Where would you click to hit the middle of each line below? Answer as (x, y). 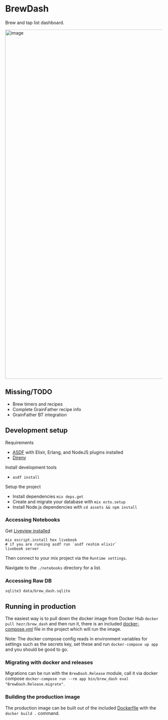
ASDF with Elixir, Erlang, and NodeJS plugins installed (68, 452)
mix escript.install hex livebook (41, 540)
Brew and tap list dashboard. (35, 23)
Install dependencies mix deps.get (48, 496)
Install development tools (31, 467)
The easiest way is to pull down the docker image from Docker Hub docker (82, 618)
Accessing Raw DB (28, 580)
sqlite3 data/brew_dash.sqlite (38, 591)
